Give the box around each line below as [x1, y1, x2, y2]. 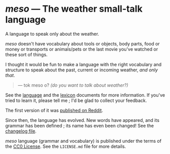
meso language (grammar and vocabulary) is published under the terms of [5, 138, 162, 144]
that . [5, 72, 15, 78]
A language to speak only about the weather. [5, 31, 99, 37]
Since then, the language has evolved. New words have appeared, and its [5, 117, 159, 123]
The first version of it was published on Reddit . [5, 107, 103, 113]
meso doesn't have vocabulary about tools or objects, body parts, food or [5, 40, 160, 46]
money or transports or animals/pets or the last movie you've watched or [5, 46, 158, 52]
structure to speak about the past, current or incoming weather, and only [5, 67, 158, 73]
